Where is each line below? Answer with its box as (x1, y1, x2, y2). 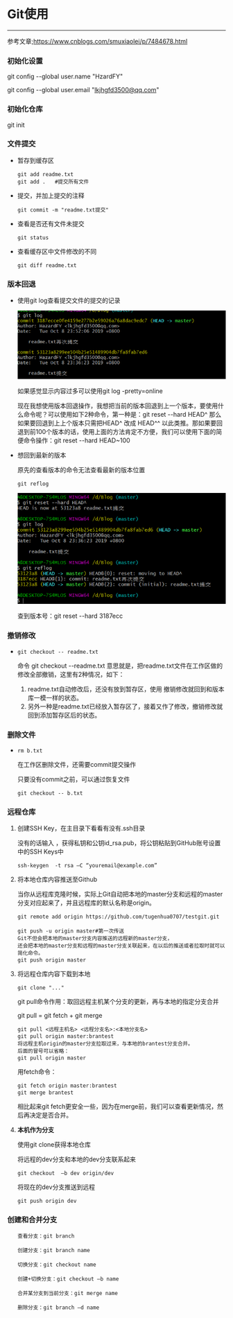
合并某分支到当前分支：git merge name (17, 1290, 118, 1297)
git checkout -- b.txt (17, 790, 83, 797)
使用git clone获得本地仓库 (17, 1141, 92, 1149)
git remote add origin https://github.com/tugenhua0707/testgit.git (17, 913, 220, 921)
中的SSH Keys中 (17, 847, 64, 856)
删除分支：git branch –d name (17, 1304, 100, 1311)
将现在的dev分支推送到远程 (17, 1183, 96, 1191)
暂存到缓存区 (17, 156, 54, 164)
